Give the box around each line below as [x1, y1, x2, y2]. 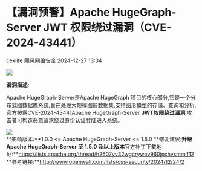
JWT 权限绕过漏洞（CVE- [43, 21, 172, 34]
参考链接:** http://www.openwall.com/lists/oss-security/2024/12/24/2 [11, 158, 185, 165]
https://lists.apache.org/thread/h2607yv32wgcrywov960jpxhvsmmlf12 [18, 150, 195, 158]
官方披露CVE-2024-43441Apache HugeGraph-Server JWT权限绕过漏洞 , [6, 109, 187, 116]
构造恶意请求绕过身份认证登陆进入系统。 [22, 116, 123, 124]
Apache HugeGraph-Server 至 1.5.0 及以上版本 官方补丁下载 [6, 143, 157, 150]
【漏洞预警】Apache [6, 5, 110, 19]
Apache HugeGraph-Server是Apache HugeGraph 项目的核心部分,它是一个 [6, 94, 191, 101]
